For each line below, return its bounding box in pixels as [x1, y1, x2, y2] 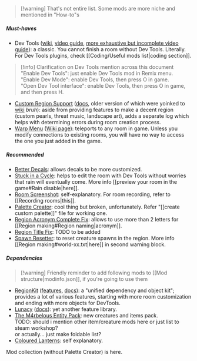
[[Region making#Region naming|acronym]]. [14, 222, 122, 229]
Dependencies [6, 254, 43, 261]
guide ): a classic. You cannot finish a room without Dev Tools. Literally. [14, 45, 186, 52]
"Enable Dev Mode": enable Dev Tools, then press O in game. [20, 76, 169, 83]
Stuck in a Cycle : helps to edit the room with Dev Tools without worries [14, 172, 186, 179]
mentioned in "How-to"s [20, 11, 79, 18]
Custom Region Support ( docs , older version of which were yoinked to [14, 100, 185, 107]
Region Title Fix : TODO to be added [14, 228, 101, 235]
